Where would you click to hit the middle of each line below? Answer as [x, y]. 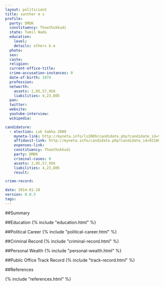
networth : [19, 86]
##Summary [18, 213]
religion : [19, 64]
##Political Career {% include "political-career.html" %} [61, 231]
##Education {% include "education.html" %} [51, 222]
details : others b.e [35, 46]
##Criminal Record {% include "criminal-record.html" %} [62, 241]
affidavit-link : [31, 141]
